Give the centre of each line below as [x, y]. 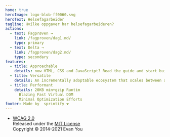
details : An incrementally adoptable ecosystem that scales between [88, 80]
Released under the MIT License [46, 124]
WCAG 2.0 [24, 118]
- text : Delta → [27, 48]
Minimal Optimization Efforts [50, 99]
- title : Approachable [34, 66]
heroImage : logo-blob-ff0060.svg [40, 15]
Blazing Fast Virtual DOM [46, 95]
